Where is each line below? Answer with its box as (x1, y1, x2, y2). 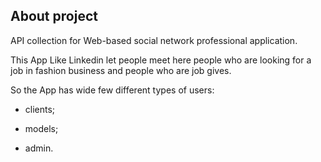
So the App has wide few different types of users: (10, 84, 215, 96)
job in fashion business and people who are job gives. (10, 64, 232, 76)
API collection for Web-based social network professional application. (10, 34, 298, 46)
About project (10, 8, 98, 25)
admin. (24, 142, 54, 154)
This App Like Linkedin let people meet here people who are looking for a (10, 54, 312, 66)
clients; (24, 103, 56, 115)
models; (24, 122, 59, 134)
